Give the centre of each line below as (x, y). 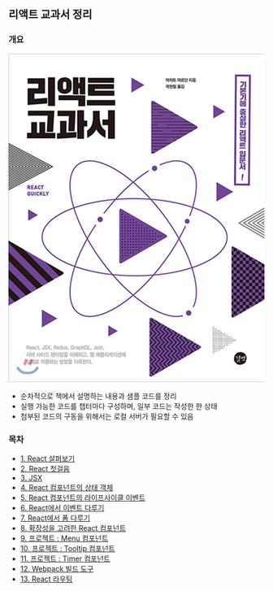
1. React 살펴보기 (48, 458)
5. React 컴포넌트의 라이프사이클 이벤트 (83, 498)
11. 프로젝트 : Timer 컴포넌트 (65, 558)
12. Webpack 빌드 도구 (57, 568)
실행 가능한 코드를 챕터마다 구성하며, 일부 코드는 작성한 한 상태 (119, 406)
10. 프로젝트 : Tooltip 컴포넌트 (67, 548)
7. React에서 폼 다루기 (55, 518)
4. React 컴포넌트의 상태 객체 (67, 487)
